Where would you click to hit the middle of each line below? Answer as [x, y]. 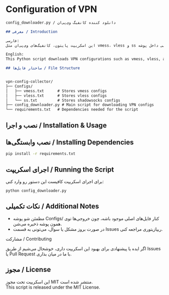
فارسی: [13, 41]
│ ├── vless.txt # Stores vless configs [56, 96]
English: [15, 54]
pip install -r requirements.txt [41, 154]
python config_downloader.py [36, 191]
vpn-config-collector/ [29, 82]
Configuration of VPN [51, 9]
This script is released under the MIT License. [53, 287]
